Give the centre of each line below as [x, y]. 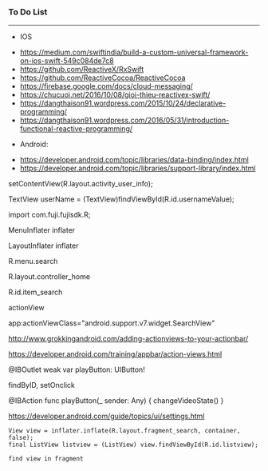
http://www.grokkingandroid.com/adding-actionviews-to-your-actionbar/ [128, 339]
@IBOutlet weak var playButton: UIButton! [77, 369]
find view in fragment [46, 459]
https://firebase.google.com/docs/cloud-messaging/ [106, 86]
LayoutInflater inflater [43, 245]
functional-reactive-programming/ [76, 129]
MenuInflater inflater [42, 230]
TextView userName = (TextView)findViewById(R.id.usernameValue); [121, 199]
